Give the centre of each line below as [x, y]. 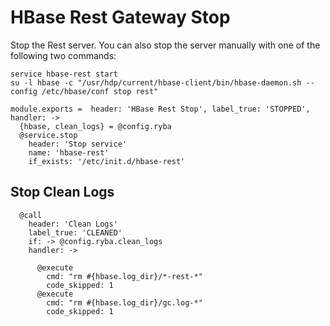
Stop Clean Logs [62, 192]
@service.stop [48, 135]
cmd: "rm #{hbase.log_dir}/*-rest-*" [124, 276]
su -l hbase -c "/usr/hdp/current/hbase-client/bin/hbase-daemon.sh [156, 82]
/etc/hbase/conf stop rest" [100, 91]
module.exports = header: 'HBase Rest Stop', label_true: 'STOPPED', [160, 109]
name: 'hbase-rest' [69, 152]
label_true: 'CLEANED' [75, 232]
